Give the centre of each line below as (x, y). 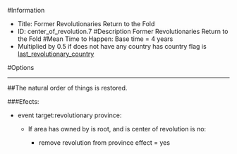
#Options (21, 67)
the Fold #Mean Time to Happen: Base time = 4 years (95, 39)
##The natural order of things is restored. (67, 88)
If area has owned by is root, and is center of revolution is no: (117, 129)
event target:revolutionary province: (69, 115)
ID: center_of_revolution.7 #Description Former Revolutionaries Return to (123, 31)
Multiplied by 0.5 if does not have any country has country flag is (112, 46)
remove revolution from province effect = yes (104, 143)
